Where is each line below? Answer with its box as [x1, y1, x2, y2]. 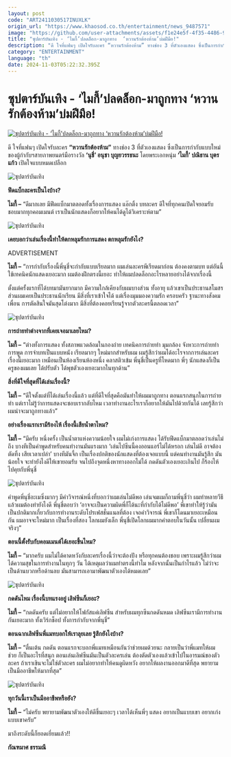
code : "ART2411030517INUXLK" [8, 17, 91, 23]
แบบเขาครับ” [8, 715, 37, 723]
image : [8, 29, 27, 36]
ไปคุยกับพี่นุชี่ [8, 465, 37, 473]
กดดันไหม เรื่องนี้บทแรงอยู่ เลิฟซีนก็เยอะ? [8, 594, 100, 602]
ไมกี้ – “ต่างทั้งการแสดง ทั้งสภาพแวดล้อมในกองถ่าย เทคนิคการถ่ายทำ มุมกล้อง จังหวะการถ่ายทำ [8, 340, 219, 348]
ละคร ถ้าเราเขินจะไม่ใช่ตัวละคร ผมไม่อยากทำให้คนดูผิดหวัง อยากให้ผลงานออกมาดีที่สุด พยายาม [8, 659, 219, 667]
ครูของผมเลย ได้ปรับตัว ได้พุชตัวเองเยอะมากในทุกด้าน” [8, 363, 130, 372]
